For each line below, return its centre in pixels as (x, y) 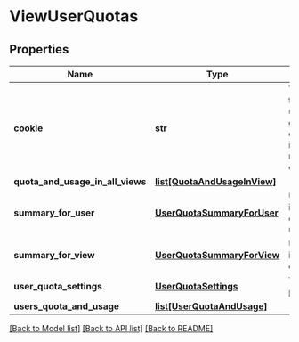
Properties (39, 49)
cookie (28, 128)
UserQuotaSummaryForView (217, 255)
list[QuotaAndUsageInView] (215, 182)
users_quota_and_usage (67, 306)
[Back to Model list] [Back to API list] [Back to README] (111, 328)
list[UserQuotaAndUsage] (211, 306)
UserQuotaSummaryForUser (216, 213)
